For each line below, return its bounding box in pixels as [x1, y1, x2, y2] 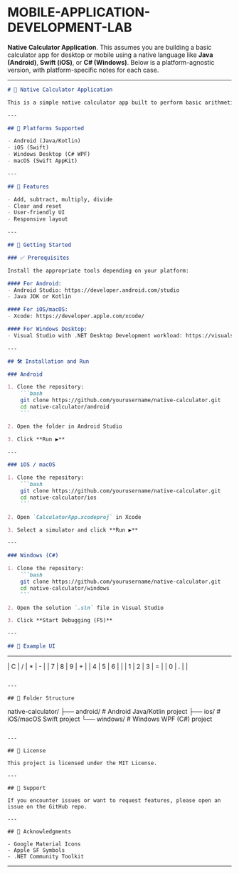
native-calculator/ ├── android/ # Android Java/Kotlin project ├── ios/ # [7, 707, 221, 716]
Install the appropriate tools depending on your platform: [7, 267, 190, 274]
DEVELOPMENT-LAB [7, 19, 132, 36]
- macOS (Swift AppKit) [7, 157, 78, 164]
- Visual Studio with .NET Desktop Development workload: [7, 332, 183, 339]
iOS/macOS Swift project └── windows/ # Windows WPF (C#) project [7, 715, 213, 723]
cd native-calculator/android [20, 404, 110, 411]
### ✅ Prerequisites [7, 254, 70, 261]
